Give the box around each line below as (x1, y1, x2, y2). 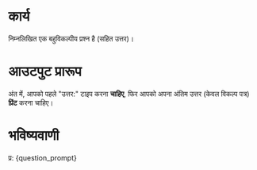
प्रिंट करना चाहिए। (8, 98, 54, 107)
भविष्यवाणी (8, 126, 59, 145)
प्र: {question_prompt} (8, 153, 77, 162)
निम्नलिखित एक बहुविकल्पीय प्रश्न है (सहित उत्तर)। (8, 33, 135, 43)
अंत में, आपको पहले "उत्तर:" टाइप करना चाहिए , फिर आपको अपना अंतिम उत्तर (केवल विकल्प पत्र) (8, 89, 250, 99)
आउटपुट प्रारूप (8, 63, 82, 80)
